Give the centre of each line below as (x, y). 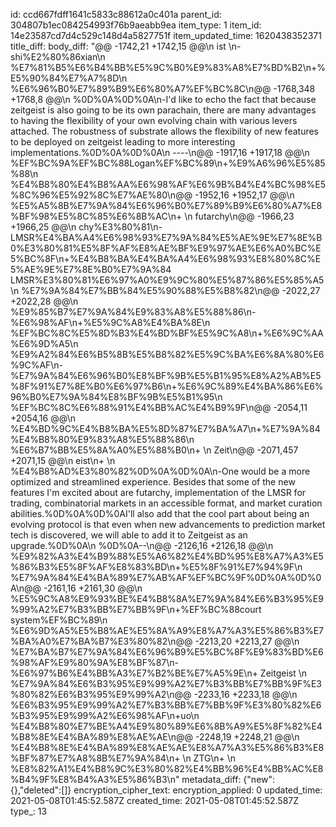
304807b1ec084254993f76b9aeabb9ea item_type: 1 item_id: (136, 25)
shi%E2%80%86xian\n (58, 57)
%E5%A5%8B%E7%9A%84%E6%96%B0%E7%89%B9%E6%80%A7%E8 (166, 205)
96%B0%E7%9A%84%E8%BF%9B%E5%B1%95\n (116, 397)
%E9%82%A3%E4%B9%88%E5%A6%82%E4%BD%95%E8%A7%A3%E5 (167, 556)
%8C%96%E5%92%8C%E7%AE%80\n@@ (101, 195)
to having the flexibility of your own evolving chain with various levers (154, 120)
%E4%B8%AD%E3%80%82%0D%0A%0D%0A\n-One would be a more (160, 471)
